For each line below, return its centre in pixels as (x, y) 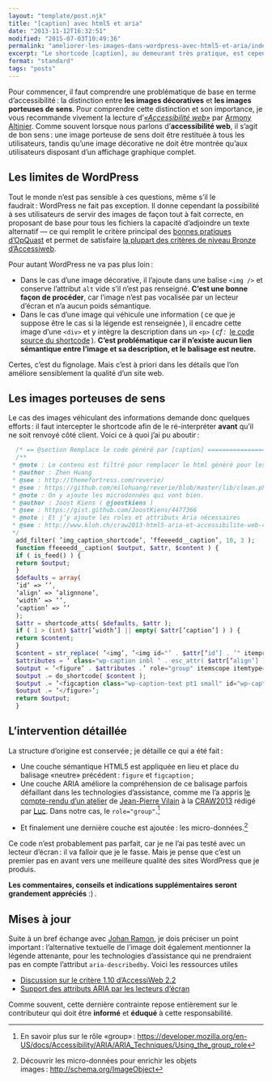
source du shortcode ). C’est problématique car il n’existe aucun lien (136, 340)
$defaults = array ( (49, 578)
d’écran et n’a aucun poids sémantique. (85, 305)
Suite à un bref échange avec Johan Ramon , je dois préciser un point (123, 938)
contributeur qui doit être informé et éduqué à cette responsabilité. (121, 1012)
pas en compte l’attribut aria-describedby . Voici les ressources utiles (123, 964)
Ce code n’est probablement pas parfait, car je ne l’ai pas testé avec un (127, 844)
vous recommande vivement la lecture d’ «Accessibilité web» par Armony (130, 117)
